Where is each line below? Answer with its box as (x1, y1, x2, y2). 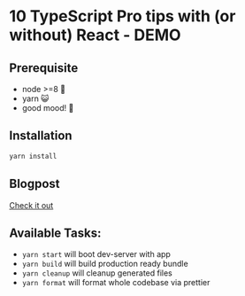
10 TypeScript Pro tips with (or (9, 6, 236, 27)
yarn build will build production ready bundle (21, 259, 188, 269)
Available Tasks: (9, 225, 102, 240)
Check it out (9, 199, 54, 210)
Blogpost (9, 176, 60, 191)
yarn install (9, 152, 57, 160)
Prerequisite (9, 60, 79, 75)
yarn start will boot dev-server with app (21, 249, 171, 260)
